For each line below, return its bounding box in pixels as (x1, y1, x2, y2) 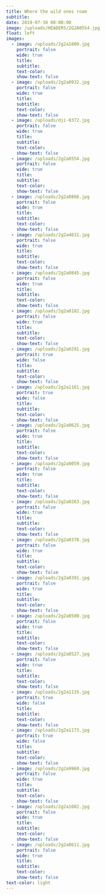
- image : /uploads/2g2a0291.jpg (11, 346, 90, 352)
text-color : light (6, 880, 51, 886)
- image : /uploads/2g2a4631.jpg (11, 232, 90, 238)
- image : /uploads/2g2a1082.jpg (11, 804, 90, 809)
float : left (6, 30, 35, 36)
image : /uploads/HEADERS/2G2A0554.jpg (6, 25, 100, 31)
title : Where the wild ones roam (6, 8, 87, 15)
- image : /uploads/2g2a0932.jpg (11, 80, 90, 86)
